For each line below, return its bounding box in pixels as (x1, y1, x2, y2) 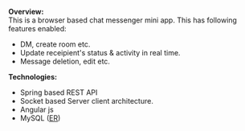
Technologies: (8, 72, 58, 81)
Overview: (8, 7, 44, 16)
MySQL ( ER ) (19, 113, 61, 123)
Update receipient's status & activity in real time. (19, 48, 181, 57)
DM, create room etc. (19, 39, 91, 49)
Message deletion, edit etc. (19, 56, 111, 66)
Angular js (19, 104, 54, 114)
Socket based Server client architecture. (19, 96, 154, 105)
